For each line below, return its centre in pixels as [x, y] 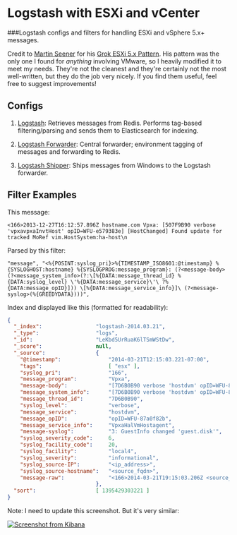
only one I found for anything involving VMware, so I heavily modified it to [115, 61]
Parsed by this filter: [36, 250]
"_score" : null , [63, 347]
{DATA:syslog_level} [38, 282]
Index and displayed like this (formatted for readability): [87, 307]
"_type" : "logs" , [66, 333]
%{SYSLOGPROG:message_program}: [124, 270]
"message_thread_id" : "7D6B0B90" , [81, 399]
